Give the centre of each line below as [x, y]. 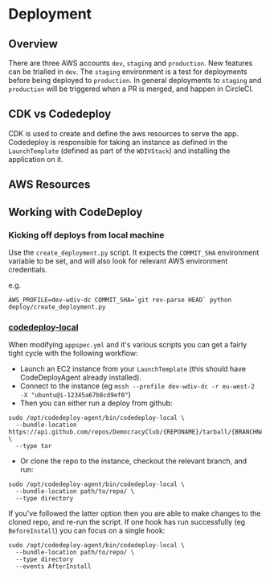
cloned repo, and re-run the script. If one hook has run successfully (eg [127, 522]
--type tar [34, 446]
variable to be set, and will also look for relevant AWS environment [118, 261]
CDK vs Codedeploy [60, 114]
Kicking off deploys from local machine [86, 235]
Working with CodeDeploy [76, 212]
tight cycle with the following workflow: [73, 353]
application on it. [36, 159]
